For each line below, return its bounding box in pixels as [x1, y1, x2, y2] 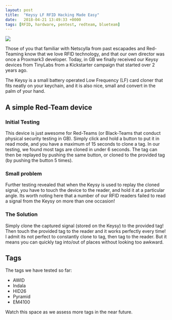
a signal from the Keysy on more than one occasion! [5, 198, 115, 204]
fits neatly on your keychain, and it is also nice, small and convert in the [5, 83, 156, 89]
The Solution [5, 211, 38, 218]
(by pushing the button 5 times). [5, 157, 73, 163]
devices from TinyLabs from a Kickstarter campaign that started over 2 [5, 62, 155, 68]
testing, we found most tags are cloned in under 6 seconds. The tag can [5, 146, 158, 152]
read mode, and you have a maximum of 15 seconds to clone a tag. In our [5, 141, 160, 147]
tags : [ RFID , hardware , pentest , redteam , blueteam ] [5, 22, 120, 27]
